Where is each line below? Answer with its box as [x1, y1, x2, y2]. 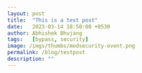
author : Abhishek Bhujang [7, 29, 82, 37]
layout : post [7, 10, 45, 17]
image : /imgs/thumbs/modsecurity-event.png [7, 42, 136, 49]
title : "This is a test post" [7, 17, 98, 24]
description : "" [7, 56, 54, 63]
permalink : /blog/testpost [7, 49, 86, 56]
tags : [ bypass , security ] [7, 36, 89, 43]
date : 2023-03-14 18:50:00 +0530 [7, 23, 111, 30]
